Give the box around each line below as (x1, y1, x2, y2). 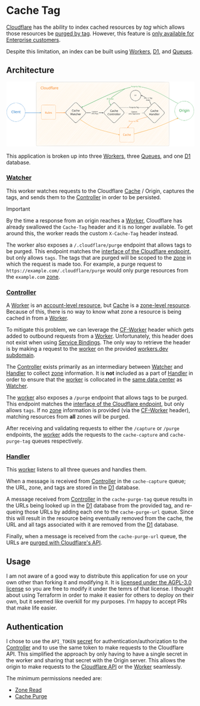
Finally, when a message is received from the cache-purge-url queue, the (6, 533, 187, 540)
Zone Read (14, 686, 42, 693)
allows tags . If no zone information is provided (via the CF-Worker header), (6, 407, 190, 414)
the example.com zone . (6, 273, 61, 280)
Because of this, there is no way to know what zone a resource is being (6, 308, 182, 316)
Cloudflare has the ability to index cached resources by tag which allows (6, 23, 185, 31)
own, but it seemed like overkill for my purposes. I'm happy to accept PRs (6, 598, 187, 605)
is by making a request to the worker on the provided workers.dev (6, 346, 168, 353)
